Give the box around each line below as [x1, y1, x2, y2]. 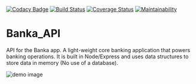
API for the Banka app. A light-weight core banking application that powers [6, 46, 191, 53]
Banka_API [6, 27, 61, 40]
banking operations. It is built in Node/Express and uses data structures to [6, 53, 189, 60]
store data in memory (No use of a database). [6, 59, 118, 66]
